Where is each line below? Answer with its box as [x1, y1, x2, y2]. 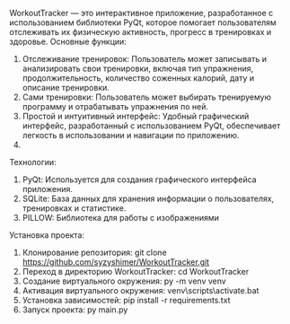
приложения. [22, 184, 74, 194]
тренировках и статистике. [22, 203, 127, 214]
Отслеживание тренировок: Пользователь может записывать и [22, 54, 268, 64]
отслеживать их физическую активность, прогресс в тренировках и [9, 27, 272, 37]
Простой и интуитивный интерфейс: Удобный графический [22, 111, 250, 121]
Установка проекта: [9, 230, 85, 241]
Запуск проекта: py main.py [22, 304, 128, 315]
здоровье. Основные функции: [9, 36, 127, 47]
